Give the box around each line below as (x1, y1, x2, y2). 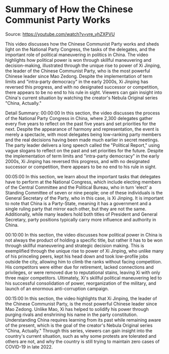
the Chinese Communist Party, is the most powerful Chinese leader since (5, 300, 157, 307)
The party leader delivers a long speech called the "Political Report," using (5, 142, 160, 148)
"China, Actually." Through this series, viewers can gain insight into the (5, 328, 153, 334)
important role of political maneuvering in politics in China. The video (5, 52, 149, 58)
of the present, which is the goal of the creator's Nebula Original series (5, 322, 153, 328)
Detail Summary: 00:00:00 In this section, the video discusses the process (5, 110, 160, 116)
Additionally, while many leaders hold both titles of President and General (5, 211, 158, 217)
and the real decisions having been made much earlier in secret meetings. (5, 137, 159, 143)
